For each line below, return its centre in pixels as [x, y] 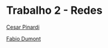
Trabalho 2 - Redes [55, 10]
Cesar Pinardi [23, 27]
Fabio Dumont [23, 38]
